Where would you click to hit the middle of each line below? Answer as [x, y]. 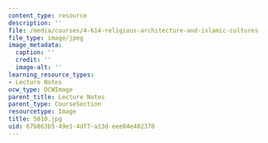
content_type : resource [48, 15]
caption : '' [35, 52]
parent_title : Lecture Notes [57, 97]
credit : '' [33, 60]
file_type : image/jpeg [46, 38]
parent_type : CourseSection [55, 104]
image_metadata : [35, 45]
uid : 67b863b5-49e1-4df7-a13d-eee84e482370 [82, 126]
